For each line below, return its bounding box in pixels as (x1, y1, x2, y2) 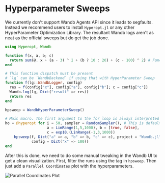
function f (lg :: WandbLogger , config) (5, 80, 82, 85)
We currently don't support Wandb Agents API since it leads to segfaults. (5, 19, 153, 25)
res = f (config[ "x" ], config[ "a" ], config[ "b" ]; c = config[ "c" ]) (9, 85, 148, 90)
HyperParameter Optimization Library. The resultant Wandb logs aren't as (5, 29, 154, 35)
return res (9, 94, 32, 99)
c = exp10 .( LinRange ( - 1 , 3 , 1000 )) (47, 130, 115, 135)
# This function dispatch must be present (5, 71, 93, 76)
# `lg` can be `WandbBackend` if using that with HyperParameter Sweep (5, 76, 155, 81)
